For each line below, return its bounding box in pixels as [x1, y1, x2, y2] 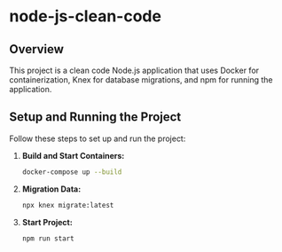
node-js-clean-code [9, 6, 162, 27]
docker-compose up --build [21, 167, 122, 177]
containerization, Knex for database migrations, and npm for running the [9, 75, 273, 85]
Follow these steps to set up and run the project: [9, 133, 186, 144]
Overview [9, 42, 65, 57]
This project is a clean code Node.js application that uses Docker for [9, 65, 260, 75]
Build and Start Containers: [21, 150, 125, 161]
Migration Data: [21, 184, 82, 194]
